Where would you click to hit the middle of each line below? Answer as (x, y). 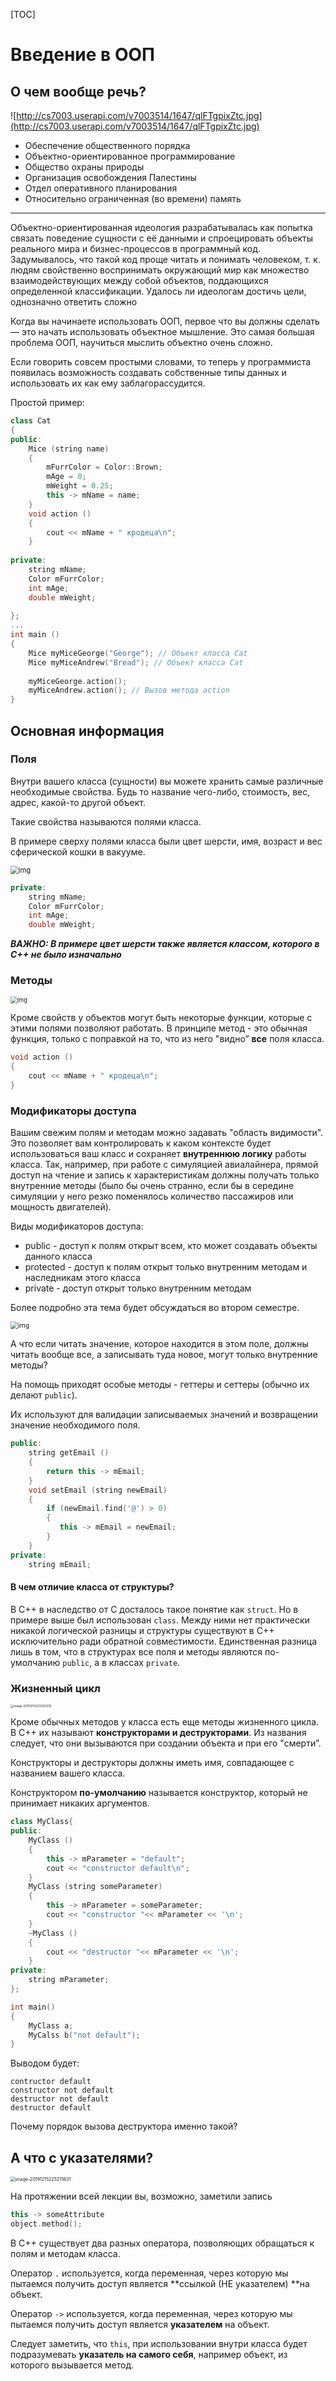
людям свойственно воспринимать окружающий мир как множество (160, 270)
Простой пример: (47, 402)
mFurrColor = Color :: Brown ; (104, 467)
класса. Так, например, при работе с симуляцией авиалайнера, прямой (164, 1165)
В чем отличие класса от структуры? (92, 1587)
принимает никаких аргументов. (80, 1803)
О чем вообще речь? (78, 91)
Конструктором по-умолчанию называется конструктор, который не (159, 1793)
